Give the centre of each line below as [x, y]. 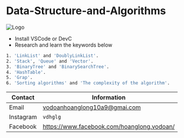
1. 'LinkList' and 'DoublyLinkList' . [52, 55]
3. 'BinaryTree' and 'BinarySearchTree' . [58, 67]
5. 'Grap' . [19, 78]
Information [109, 97]
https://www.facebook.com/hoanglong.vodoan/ [109, 127]
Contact [23, 97]
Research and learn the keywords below [63, 45]
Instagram [23, 117]
